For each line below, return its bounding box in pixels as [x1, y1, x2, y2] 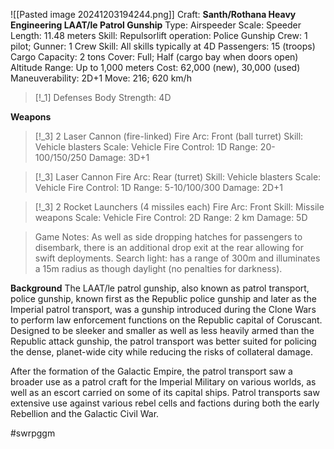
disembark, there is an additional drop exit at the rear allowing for [34, 242, 304, 253]
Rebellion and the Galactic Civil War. [10, 408, 160, 419]
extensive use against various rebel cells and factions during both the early [10, 397, 320, 409]
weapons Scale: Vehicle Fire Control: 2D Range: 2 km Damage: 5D [34, 212, 308, 223]
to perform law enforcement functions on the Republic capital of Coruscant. [10, 314, 323, 326]
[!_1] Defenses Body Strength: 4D [34, 92, 172, 103]
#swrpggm [10, 427, 56, 439]
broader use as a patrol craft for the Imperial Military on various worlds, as [10, 376, 317, 388]
